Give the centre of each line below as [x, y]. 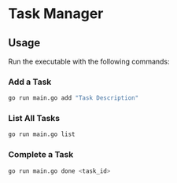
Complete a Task [41, 155]
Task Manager [56, 14]
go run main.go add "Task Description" [74, 98]
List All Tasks [34, 119]
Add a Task [30, 82]
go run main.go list [42, 134]
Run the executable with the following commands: [89, 61]
